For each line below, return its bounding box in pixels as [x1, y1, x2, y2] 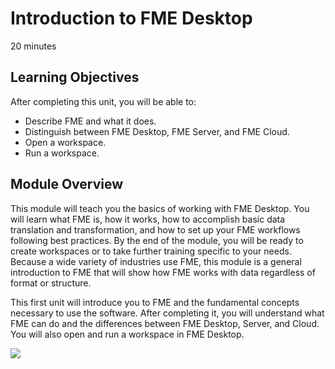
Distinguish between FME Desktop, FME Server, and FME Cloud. [24, 125, 290, 137]
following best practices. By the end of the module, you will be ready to [10, 234, 304, 246]
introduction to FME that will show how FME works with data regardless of [10, 266, 316, 278]
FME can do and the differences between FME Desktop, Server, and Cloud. [10, 317, 320, 329]
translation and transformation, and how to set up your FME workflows [10, 223, 301, 236]
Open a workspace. [24, 136, 107, 148]
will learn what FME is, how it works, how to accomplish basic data [10, 213, 286, 225]
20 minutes [10, 40, 57, 52]
